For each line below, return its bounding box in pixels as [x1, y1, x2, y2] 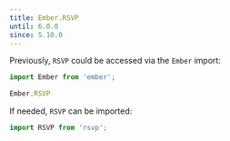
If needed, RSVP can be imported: [9, 106, 133, 116]
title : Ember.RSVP [9, 13, 79, 23]
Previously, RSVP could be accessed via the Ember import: [9, 55, 221, 66]
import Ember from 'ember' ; [9, 73, 116, 82]
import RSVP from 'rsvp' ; [9, 124, 107, 133]
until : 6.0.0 [9, 22, 59, 31]
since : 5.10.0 [9, 30, 64, 39]
